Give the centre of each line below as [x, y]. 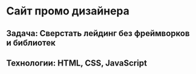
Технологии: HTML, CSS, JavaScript [77, 63]
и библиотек [31, 42]
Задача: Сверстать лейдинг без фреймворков [98, 33]
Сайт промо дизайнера [68, 11]
